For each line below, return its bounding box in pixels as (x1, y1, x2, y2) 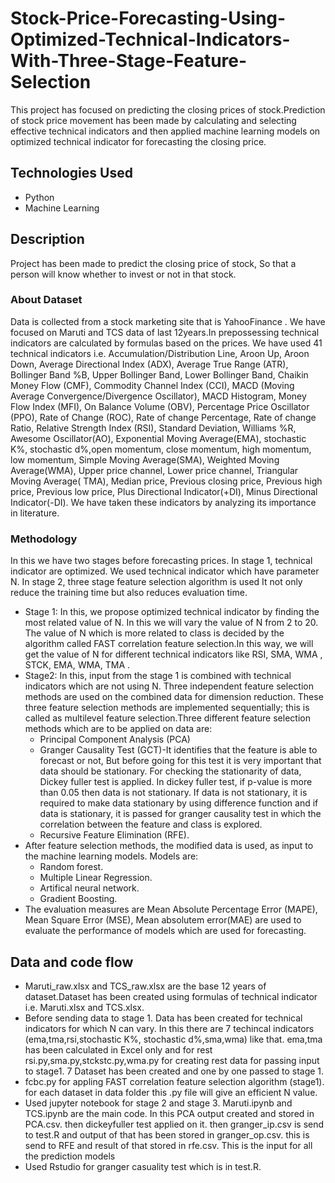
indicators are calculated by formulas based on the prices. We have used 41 (10, 337, 323, 349)
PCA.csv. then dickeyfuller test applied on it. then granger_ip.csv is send (24, 1118, 325, 1130)
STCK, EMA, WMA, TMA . (24, 659, 131, 671)
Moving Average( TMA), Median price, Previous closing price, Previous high (10, 475, 323, 487)
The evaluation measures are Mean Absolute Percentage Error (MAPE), (24, 903, 318, 916)
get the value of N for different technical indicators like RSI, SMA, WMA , (24, 648, 323, 661)
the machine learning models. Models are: (24, 850, 199, 862)
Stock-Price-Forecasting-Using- (10, 7, 287, 30)
